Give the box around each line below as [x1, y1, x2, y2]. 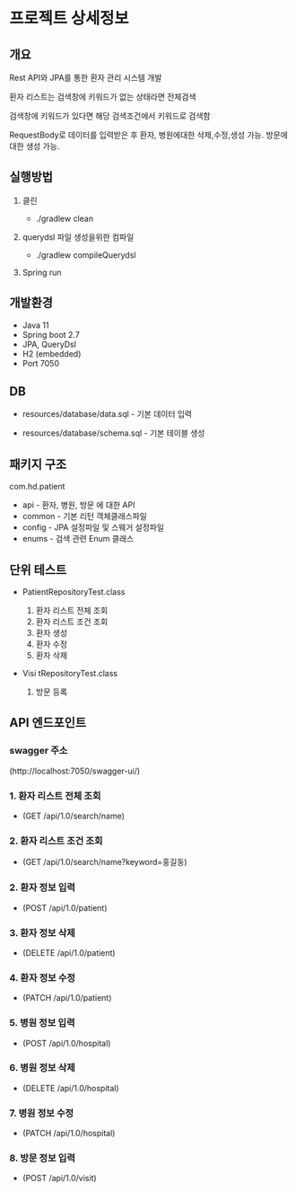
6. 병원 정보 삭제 [9, 1062, 76, 1074]
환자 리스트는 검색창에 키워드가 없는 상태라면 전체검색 [9, 92, 196, 102]
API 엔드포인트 [9, 715, 87, 730]
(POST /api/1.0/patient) [22, 902, 108, 913]
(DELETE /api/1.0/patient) [22, 947, 116, 958]
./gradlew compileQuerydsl [35, 249, 136, 260]
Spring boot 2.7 [22, 329, 81, 340]
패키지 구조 [9, 456, 67, 472]
